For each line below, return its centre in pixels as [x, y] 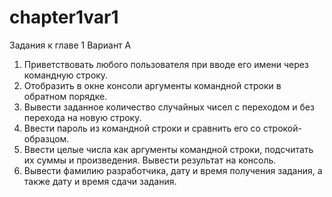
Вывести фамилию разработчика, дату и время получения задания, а [173, 170]
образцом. [46, 138]
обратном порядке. [65, 96]
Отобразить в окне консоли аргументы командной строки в [152, 85]
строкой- [282, 128]
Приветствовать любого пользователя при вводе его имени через [166, 64]
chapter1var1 [64, 17]
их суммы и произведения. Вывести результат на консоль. [150, 160]
